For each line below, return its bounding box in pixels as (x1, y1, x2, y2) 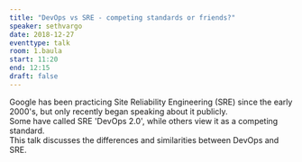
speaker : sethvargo (9, 22, 83, 31)
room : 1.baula (9, 47, 63, 56)
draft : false (9, 72, 59, 81)
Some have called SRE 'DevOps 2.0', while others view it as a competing (9, 115, 279, 126)
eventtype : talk (9, 38, 70, 48)
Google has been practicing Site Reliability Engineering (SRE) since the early (9, 96, 293, 107)
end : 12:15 (9, 64, 50, 73)
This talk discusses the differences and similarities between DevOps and (9, 134, 279, 145)
